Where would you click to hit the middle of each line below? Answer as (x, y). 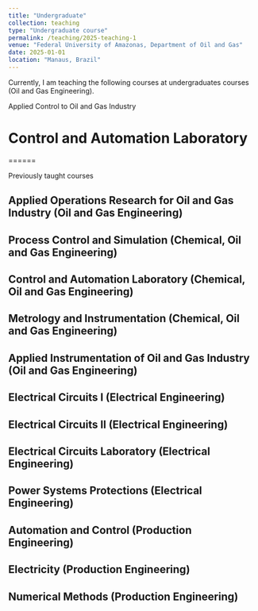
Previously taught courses (51, 175)
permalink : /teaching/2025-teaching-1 (72, 38)
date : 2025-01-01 (37, 52)
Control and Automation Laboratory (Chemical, (127, 279)
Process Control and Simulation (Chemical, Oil (125, 240)
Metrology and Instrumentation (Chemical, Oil (124, 319)
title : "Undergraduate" (48, 15)
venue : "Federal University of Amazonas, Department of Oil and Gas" (126, 45)
